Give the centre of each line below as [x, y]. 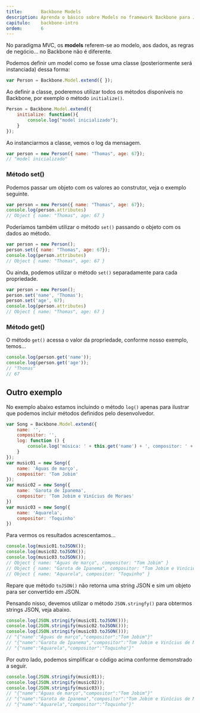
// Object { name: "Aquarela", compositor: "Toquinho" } [78, 574]
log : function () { [41, 441]
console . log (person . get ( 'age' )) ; [48, 363]
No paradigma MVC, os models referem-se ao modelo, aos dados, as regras [100, 45]
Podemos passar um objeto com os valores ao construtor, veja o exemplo [96, 187]
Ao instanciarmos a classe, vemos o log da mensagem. [74, 142]
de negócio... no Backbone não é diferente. [59, 52]
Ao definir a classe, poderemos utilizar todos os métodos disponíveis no [95, 92]
